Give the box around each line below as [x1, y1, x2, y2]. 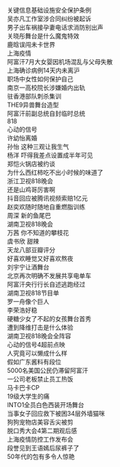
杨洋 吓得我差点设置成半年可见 [7, 151, 93, 159]
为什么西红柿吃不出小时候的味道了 [7, 168, 104, 176]
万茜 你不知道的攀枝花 [7, 229, 69, 236]
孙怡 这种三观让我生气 [7, 143, 69, 150]
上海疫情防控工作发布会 [7, 435, 73, 443]
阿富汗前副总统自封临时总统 [7, 110, 86, 117]
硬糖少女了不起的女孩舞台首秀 [7, 315, 91, 322]
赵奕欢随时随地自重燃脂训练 [7, 203, 86, 211]
